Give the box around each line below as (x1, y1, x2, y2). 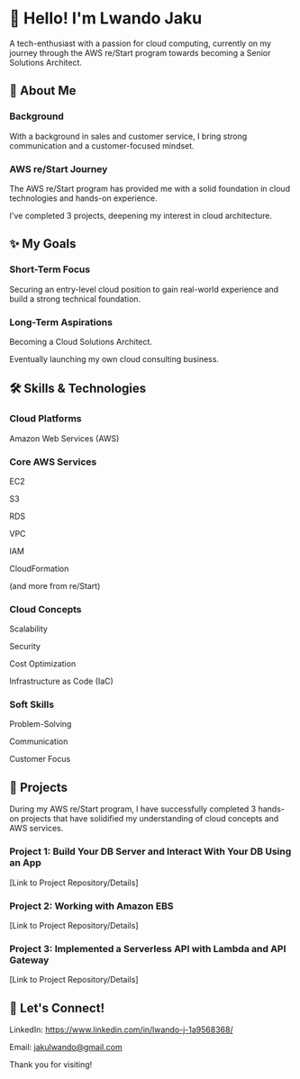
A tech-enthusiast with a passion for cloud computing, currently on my (9, 38, 272, 49)
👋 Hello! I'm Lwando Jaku (9, 8, 203, 29)
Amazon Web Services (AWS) (9, 432, 120, 444)
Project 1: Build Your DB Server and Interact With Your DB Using (9, 846, 292, 858)
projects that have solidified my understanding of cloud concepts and (21, 813, 279, 824)
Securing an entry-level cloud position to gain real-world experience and (9, 284, 279, 295)
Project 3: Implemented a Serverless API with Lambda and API (9, 942, 286, 955)
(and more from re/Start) (9, 580, 101, 591)
